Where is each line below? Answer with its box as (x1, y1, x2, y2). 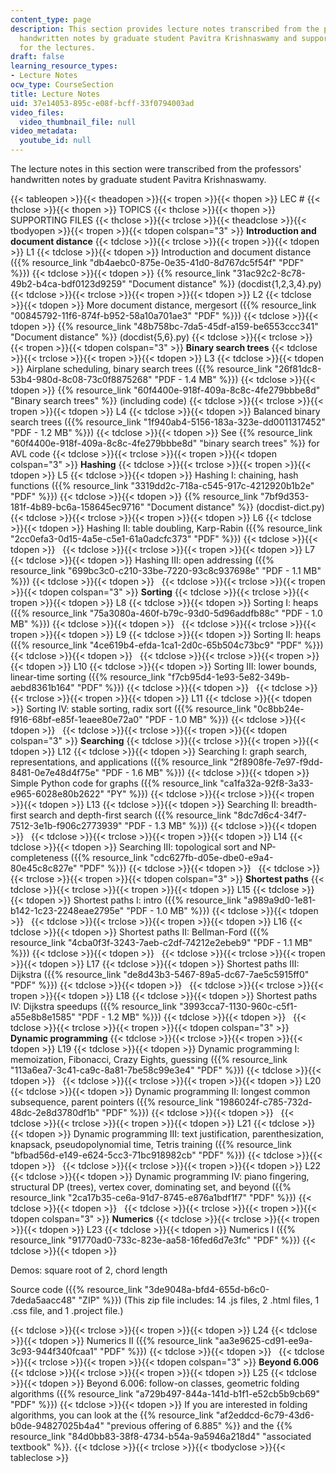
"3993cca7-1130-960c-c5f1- (178, 1001, 298, 1012)
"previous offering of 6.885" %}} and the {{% (106, 1420, 293, 1431)
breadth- (280, 799, 318, 810)
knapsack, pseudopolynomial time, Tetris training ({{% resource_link (10, 1139, 292, 1150)
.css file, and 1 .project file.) (10, 1305, 124, 1316)
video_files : (10, 107, 65, 118)
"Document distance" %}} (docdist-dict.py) (146, 501, 325, 513)
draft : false (10, 52, 65, 62)
